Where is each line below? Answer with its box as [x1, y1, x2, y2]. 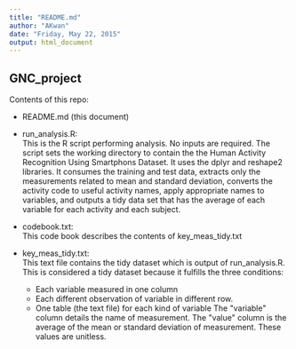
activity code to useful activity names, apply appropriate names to [21, 186, 265, 196]
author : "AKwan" [9, 21, 69, 30]
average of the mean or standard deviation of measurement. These [35, 321, 282, 333]
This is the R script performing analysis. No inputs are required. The [21, 139, 271, 149]
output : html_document [9, 37, 93, 47]
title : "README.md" [9, 12, 82, 22]
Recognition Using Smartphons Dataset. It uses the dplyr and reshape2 [21, 157, 283, 168]
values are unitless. [35, 331, 107, 342]
